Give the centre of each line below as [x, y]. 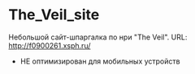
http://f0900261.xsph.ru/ [50, 45]
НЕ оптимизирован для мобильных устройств [100, 61]
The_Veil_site [54, 15]
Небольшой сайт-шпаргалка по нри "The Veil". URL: [98, 37]
